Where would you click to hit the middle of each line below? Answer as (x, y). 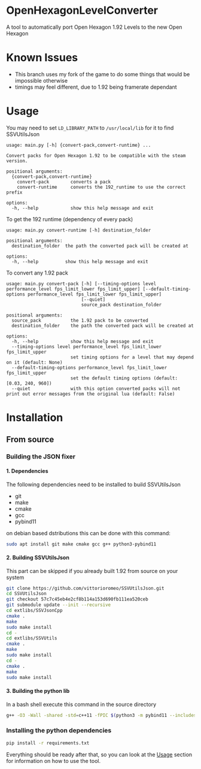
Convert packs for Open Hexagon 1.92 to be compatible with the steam (96, 156)
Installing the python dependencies (59, 731)
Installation (35, 418)
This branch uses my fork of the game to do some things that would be (102, 74)
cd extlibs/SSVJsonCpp (34, 611)
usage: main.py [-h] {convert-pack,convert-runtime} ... (79, 145)
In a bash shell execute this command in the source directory (81, 704)
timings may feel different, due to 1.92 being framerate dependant (96, 87)
